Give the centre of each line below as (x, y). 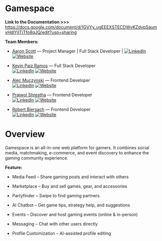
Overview (25, 134)
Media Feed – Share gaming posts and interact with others (70, 177)
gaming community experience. (37, 158)
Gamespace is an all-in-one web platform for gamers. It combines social (77, 147)
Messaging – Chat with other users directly (55, 224)
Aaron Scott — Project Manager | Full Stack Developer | (68, 51)
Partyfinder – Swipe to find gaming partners (56, 195)
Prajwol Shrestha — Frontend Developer (52, 95)
